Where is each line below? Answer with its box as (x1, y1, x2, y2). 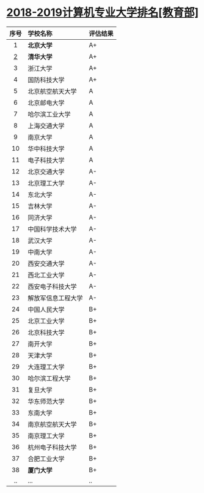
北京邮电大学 (27, 99, 65, 107)
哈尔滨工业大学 (27, 110, 71, 118)
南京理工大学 (27, 431, 65, 440)
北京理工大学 (27, 179, 65, 187)
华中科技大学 (27, 145, 65, 153)
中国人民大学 (27, 305, 65, 314)
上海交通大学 (27, 121, 65, 130)
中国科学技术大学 (27, 225, 78, 233)
